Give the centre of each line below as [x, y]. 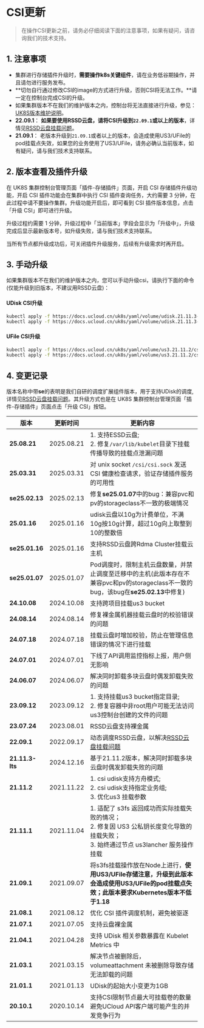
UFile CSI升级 [23, 336]
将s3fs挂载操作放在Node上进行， [138, 865]
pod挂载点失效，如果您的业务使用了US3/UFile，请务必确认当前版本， [102, 143]
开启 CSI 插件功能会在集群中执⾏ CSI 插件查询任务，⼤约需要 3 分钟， [104, 195]
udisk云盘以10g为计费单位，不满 [137, 515]
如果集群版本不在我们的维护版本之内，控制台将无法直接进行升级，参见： [105, 105]
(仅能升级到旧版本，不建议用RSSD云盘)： [58, 288]
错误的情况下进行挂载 [121, 644]
